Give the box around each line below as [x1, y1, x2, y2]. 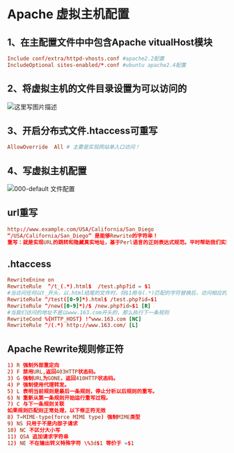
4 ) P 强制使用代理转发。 [7, 381, 70, 388]
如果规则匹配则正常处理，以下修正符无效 [7, 407, 106, 415]
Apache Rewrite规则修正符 [7, 343, 124, 355]
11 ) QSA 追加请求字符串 [7, 433, 69, 440]
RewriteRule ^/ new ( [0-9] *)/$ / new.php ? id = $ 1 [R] [7, 302, 151, 309]
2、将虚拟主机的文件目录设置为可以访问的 [7, 83, 187, 95]
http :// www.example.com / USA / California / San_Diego [7, 226, 155, 233]
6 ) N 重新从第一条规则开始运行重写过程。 [7, 394, 111, 401]
